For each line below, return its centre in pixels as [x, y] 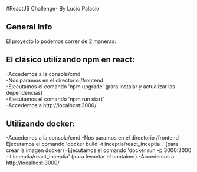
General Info [29, 27]
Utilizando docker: [41, 124]
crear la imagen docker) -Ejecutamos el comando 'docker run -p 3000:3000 [99, 150]
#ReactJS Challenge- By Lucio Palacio [53, 9]
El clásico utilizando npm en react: [70, 60]
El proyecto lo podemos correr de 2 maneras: [61, 41]
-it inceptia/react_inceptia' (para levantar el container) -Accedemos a [90, 157]
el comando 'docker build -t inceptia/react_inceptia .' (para [107, 144]
